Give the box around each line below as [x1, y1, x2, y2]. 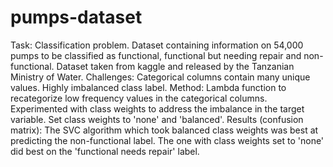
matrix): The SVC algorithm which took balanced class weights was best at [10, 124, 319, 136]
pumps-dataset [10, 6, 143, 29]
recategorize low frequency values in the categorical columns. [10, 92, 268, 104]
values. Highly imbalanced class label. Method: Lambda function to [10, 81, 287, 93]
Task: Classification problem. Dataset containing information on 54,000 [10, 39, 304, 51]
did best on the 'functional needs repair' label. [10, 145, 200, 157]
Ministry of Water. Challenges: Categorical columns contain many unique [10, 71, 311, 83]
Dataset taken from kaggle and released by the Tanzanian [56, 60, 295, 72]
